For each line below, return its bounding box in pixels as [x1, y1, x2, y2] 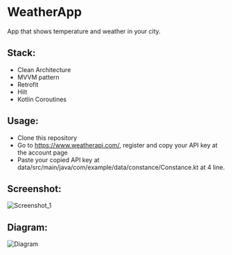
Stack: [7, 47, 36, 59]
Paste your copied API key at [17, 155, 100, 164]
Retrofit [17, 80, 39, 89]
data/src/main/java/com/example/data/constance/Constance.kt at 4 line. [17, 163, 225, 171]
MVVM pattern [17, 73, 60, 81]
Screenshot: [7, 183, 62, 195]
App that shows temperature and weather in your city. [7, 27, 161, 35]
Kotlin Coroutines [17, 95, 67, 103]
